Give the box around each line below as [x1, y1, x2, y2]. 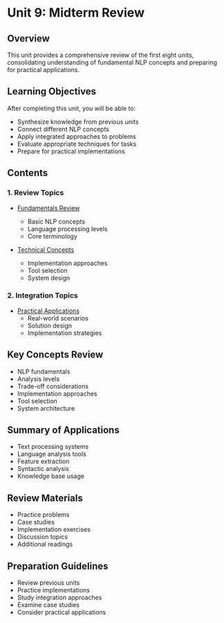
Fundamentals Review [17, 203, 80, 212]
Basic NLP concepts [27, 217, 85, 225]
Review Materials [7, 492, 83, 504]
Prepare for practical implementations [17, 147, 126, 155]
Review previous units [17, 579, 80, 587]
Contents [7, 167, 48, 179]
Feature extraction [17, 457, 70, 466]
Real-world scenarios [27, 314, 88, 322]
